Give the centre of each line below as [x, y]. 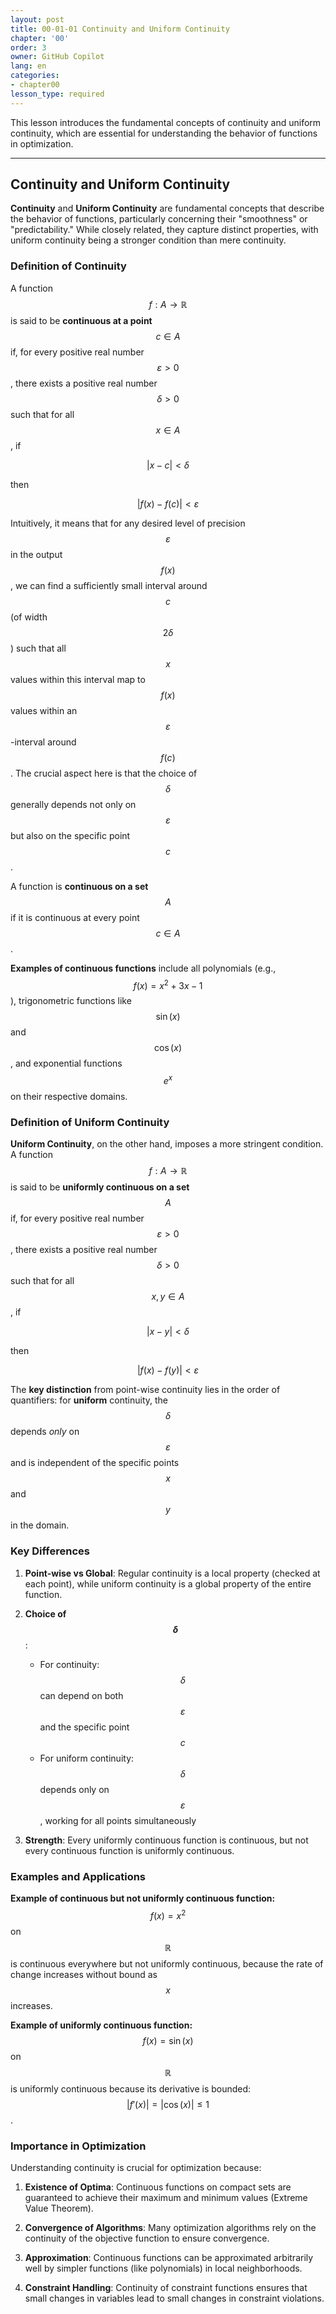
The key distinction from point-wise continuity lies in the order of [145, 1390]
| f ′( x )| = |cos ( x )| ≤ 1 [168, 2104]
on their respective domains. [69, 1097]
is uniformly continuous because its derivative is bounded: [131, 2088]
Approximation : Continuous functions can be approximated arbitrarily [169, 2257]
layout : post [37, 19]
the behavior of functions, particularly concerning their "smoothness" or [159, 219]
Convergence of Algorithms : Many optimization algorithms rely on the [170, 2227]
